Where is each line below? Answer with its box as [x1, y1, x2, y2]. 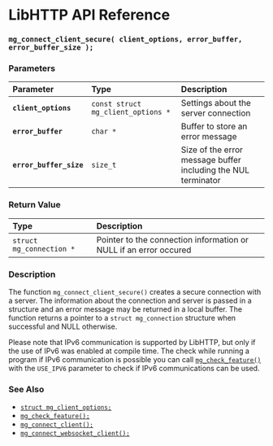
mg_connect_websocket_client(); [19, 430, 130, 438]
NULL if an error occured [96, 244, 192, 256]
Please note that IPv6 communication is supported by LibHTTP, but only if [8, 338, 256, 347]
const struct [91, 99, 142, 109]
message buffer [180, 155, 241, 166]
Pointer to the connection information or [96, 234, 249, 245]
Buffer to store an [180, 120, 248, 132]
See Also [8, 383, 45, 395]
